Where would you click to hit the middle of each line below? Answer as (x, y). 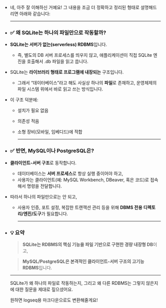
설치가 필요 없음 (33, 111)
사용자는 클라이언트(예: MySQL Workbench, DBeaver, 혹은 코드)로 (83, 179)
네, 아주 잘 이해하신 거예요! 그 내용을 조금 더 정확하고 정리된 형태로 (74, 7)
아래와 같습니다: (35, 14)
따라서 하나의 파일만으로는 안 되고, (43, 196)
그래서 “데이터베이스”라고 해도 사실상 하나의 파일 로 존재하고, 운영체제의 (87, 83)
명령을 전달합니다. (44, 186)
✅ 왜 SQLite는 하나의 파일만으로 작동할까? (58, 33)
